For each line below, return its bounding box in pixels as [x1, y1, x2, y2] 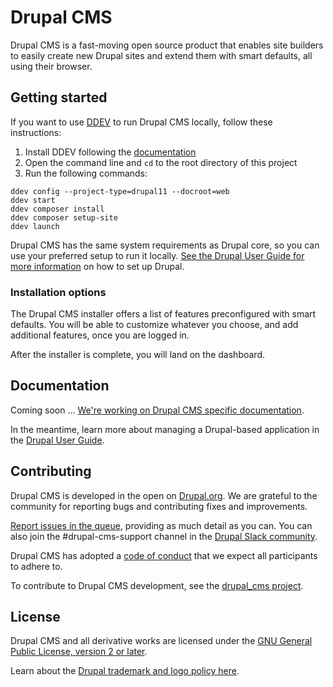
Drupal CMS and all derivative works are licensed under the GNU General [10, 635, 313, 647]
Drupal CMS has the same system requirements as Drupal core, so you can [10, 239, 320, 251]
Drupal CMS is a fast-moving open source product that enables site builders [10, 39, 324, 51]
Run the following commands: [24, 167, 148, 179]
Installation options [10, 285, 107, 299]
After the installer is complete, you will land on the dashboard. [10, 349, 265, 361]
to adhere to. [10, 560, 63, 572]
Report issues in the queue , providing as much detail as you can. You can [10, 519, 313, 531]
